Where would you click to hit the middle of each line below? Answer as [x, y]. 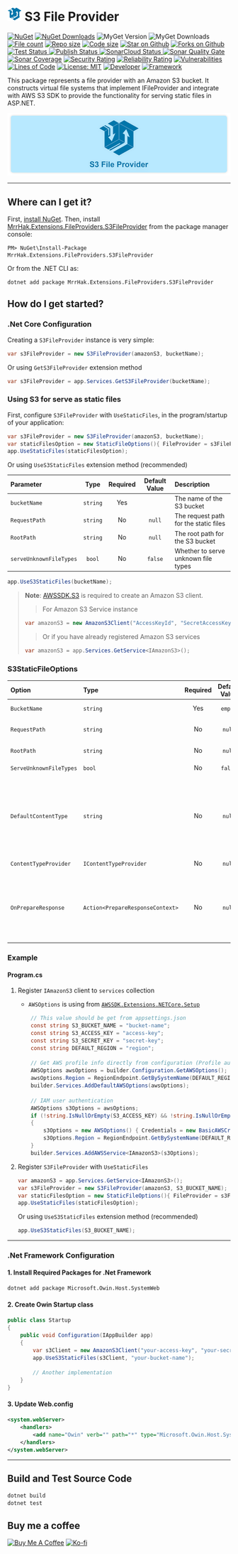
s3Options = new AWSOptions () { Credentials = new [120, 1131]
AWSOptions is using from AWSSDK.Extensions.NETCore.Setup [114, 1004]
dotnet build [27, 1496]
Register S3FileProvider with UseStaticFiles [83, 1167]
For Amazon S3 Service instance [90, 609]
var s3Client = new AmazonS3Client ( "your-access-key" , [115, 1350]
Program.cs [25, 975]
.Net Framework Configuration [61, 1255]
